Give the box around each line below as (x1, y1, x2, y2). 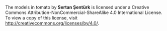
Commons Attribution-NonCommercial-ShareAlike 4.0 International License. (5, 9, 162, 15)
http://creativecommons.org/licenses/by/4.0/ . (5, 20, 100, 26)
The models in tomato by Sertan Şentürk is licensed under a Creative (5, 4, 149, 10)
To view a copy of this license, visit (5, 15, 78, 20)
